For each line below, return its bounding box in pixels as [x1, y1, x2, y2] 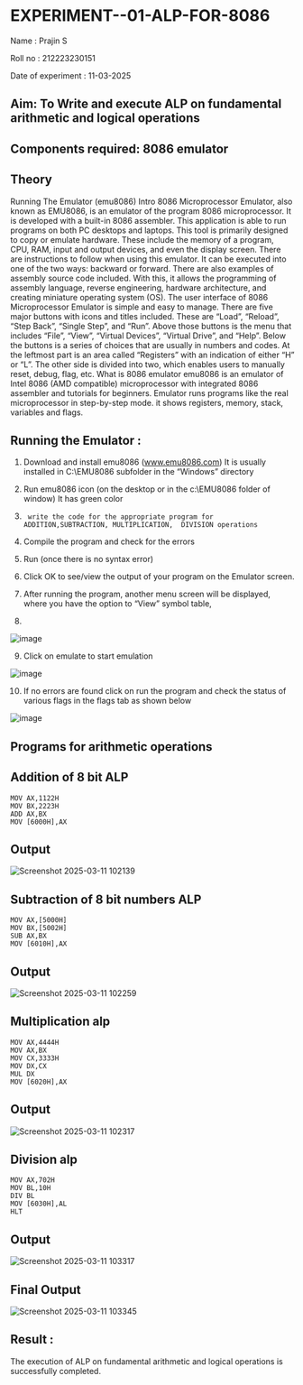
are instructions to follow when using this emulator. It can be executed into [10, 254, 287, 264]
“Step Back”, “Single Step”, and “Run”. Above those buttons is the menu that [10, 320, 292, 331]
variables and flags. [10, 407, 84, 418]
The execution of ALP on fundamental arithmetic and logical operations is [10, 1355, 283, 1367]
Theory [10, 172, 53, 188]
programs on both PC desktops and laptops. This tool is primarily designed [10, 225, 289, 235]
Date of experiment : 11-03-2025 [10, 69, 132, 81]
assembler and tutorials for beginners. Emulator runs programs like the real [10, 387, 289, 398]
